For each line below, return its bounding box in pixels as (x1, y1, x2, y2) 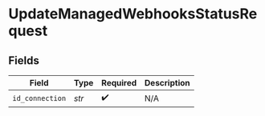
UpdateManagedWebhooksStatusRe (8, 5, 258, 23)
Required (101, 78, 137, 88)
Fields (8, 54, 40, 67)
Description (144, 78, 190, 88)
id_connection (12, 94, 67, 102)
